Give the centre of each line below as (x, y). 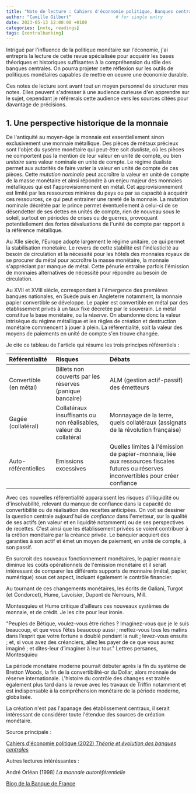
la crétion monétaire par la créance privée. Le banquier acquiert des (88, 535)
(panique (68, 391)
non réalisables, (77, 423)
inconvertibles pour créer (144, 476)
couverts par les (78, 376)
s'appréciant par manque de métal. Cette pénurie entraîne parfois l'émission (98, 266)
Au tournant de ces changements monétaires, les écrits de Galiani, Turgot (94, 588)
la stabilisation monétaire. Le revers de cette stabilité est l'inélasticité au (92, 247)
